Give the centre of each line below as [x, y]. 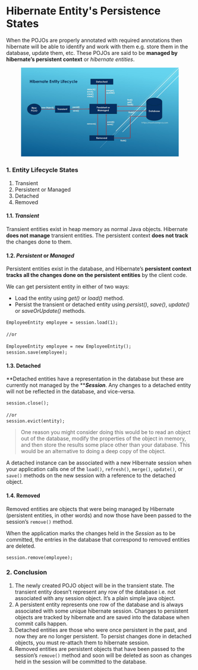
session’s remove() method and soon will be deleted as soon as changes [103, 655]
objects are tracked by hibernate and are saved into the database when [102, 617]
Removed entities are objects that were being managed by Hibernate [90, 509]
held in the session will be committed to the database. [81, 662]
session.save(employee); [37, 353]
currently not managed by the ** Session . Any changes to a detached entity [99, 385]
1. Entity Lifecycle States [42, 170]
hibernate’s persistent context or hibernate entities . [70, 59]
